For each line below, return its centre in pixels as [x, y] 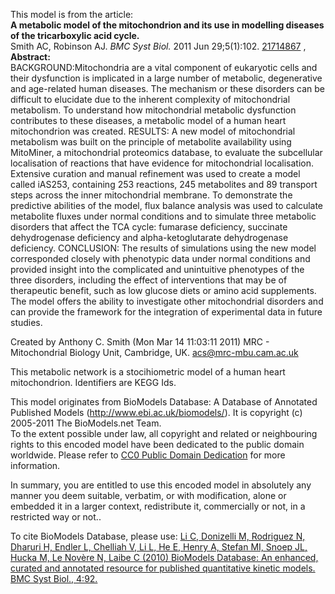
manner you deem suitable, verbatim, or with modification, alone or [148, 495]
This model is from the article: [72, 14]
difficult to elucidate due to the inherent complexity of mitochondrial [150, 99]
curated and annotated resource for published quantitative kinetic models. [163, 568]
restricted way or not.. [56, 517]
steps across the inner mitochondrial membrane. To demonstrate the [151, 195]
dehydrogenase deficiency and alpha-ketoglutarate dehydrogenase [149, 237]
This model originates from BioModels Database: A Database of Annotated [164, 402]
